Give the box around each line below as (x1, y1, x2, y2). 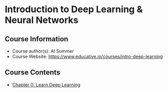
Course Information (5, 35, 68, 43)
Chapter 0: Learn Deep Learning (12, 81, 81, 87)
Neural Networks (5, 14, 79, 26)
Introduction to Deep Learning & (5, 4, 143, 15)
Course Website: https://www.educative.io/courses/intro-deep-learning (12, 53, 163, 59)
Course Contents (5, 68, 61, 77)
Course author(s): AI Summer (12, 48, 75, 54)
